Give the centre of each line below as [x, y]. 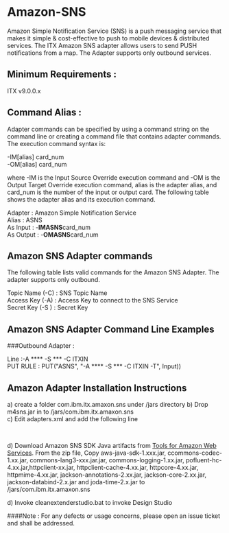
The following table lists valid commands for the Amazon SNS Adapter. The [113, 272]
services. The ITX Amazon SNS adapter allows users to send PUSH [102, 45]
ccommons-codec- [195, 453]
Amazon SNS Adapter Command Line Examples [111, 329]
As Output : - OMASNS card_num [53, 235]
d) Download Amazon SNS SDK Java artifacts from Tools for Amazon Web [112, 446]
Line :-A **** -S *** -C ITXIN [48, 359]
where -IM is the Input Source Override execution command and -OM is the [114, 177]
